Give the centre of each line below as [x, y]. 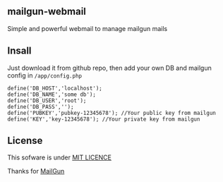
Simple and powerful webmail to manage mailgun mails [88, 28]
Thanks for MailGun [36, 171]
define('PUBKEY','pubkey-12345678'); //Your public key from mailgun [112, 113]
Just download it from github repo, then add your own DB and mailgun [109, 68]
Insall [19, 51]
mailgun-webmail [47, 12]
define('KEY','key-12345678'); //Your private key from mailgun [104, 119]
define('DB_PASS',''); [41, 107]
